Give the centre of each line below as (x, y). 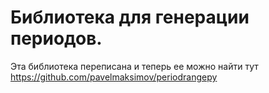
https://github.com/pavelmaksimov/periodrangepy (114, 77)
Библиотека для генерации (130, 17)
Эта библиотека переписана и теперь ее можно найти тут (134, 66)
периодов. (56, 38)
